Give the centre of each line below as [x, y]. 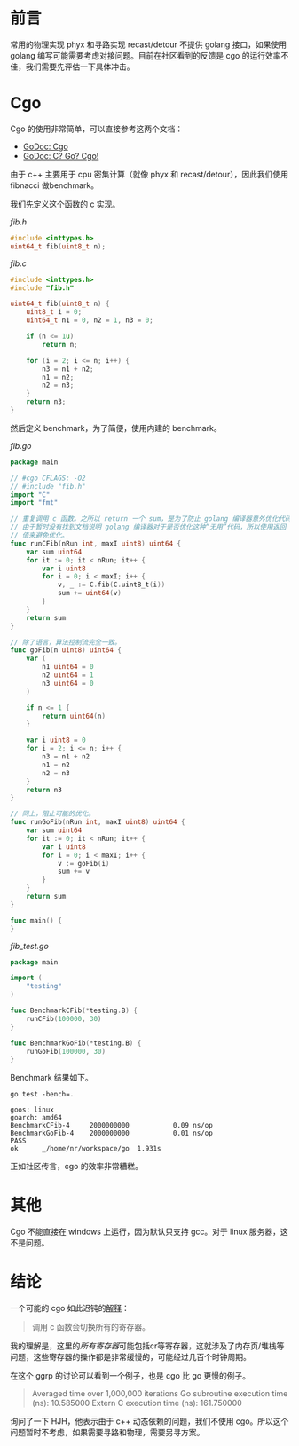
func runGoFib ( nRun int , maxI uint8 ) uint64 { [98, 822]
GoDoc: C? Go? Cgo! [61, 155]
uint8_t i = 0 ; [54, 312]
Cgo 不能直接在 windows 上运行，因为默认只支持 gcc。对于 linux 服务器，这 [149, 1232]
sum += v [74, 872]
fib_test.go [30, 946]
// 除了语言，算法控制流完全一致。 [66, 642]
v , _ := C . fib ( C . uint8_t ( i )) [111, 585]
